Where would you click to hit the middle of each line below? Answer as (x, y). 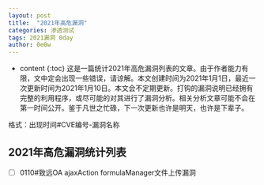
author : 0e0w (30, 45)
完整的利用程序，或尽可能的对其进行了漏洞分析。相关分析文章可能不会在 (137, 98)
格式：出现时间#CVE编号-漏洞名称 (64, 125)
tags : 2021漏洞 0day (41, 38)
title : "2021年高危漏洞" (48, 23)
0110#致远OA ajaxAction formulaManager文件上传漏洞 (107, 172)
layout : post (30, 15)
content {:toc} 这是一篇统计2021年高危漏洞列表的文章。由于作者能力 (131, 69)
